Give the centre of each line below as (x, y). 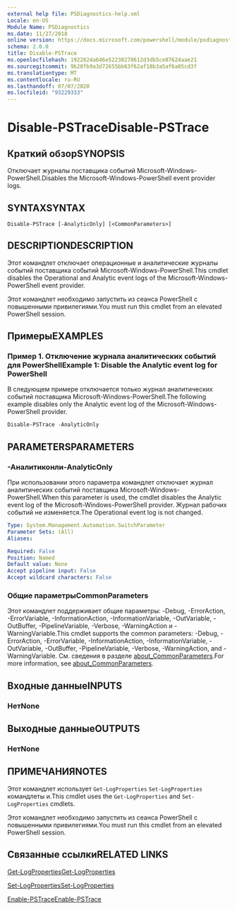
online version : (31, 40)
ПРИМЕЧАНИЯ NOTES (57, 772)
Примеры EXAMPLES (55, 336)
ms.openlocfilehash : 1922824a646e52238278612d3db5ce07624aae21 (102, 60)
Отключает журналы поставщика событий (72, 171)
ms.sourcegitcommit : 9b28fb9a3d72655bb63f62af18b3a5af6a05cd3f (102, 66)
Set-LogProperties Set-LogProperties (61, 885)
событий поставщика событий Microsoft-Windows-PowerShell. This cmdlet (118, 270)
